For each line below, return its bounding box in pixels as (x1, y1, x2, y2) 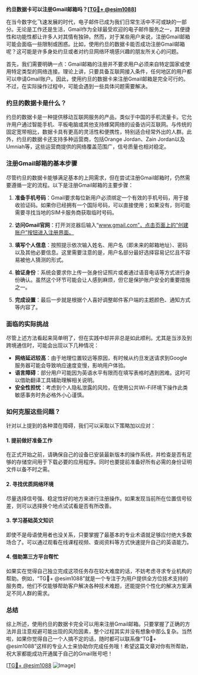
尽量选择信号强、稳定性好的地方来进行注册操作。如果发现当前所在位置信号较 (6, 494, 192, 502)
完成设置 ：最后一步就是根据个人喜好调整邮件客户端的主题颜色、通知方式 (14, 296, 190, 303)
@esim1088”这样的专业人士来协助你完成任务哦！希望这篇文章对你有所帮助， (6, 642, 192, 650)
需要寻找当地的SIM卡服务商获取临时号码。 (14, 208, 118, 216)
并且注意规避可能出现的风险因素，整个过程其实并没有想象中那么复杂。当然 (11, 628, 192, 635)
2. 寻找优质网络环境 (6, 480, 54, 487)
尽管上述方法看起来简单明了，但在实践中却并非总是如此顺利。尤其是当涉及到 (6, 334, 192, 341)
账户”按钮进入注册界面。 (14, 229, 74, 236)
